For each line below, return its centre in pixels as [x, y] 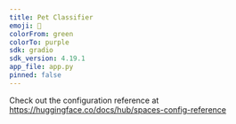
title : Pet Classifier [51, 17]
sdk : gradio [31, 50]
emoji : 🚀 [25, 26]
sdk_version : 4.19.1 [48, 58]
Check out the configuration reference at [84, 100]
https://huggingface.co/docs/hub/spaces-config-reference [118, 109]
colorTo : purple [39, 42]
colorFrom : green [41, 34]
